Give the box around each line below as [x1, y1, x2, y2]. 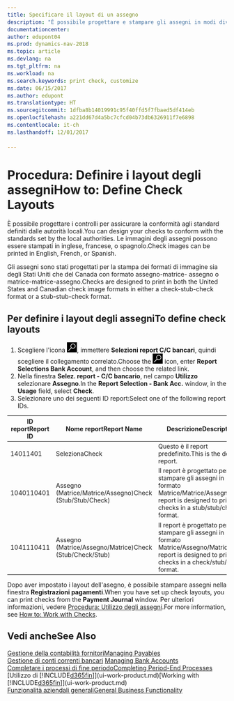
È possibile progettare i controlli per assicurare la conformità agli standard [7, 219, 219, 228]
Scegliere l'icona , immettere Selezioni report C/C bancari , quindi [17, 346, 217, 355]
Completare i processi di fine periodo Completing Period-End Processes [7, 663, 213, 672]
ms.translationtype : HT [7, 100, 77, 107]
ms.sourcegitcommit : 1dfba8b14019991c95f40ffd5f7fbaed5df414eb [7, 107, 195, 114]
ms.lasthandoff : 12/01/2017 [7, 129, 89, 136]
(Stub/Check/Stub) [55, 550, 110, 559]
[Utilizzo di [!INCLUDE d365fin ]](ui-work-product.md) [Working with [7, 671, 200, 679]
